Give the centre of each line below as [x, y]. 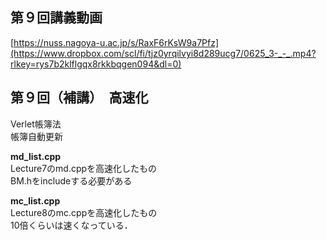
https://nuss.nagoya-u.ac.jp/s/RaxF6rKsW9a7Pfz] [116, 42]
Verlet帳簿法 [36, 124]
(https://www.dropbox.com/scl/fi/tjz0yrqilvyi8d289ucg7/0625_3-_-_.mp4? [163, 53]
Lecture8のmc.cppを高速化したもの [84, 212]
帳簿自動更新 [36, 136]
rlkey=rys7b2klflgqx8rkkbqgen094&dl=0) [96, 64]
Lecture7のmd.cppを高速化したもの [84, 168]
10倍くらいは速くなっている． [71, 225]
